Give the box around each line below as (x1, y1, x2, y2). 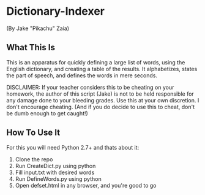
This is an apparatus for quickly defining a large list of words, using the (6, 58, 185, 66)
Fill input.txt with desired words (15, 169, 95, 176)
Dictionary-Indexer (6, 4, 105, 18)
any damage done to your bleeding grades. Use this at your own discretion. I (6, 96, 199, 104)
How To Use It (6, 128, 60, 138)
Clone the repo (15, 155, 53, 163)
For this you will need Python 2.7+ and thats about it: (6, 143, 140, 151)
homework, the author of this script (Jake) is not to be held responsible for (6, 90, 194, 97)
